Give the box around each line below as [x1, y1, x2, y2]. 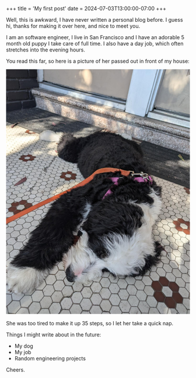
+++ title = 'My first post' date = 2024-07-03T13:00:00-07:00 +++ [6, 5, 166, 12]
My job [14, 349, 32, 356]
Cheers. [6, 366, 25, 373]
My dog [14, 342, 33, 350]
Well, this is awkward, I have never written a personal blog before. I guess [6, 16, 183, 23]
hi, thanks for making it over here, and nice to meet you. [6, 23, 141, 29]
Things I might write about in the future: [6, 331, 101, 338]
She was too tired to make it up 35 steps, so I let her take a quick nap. [6, 320, 174, 327]
